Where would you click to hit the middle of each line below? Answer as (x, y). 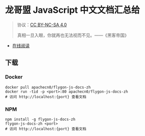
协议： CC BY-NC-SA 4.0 (42, 25)
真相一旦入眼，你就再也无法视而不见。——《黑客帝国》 (73, 35)
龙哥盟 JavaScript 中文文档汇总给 (73, 10)
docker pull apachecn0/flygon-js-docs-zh (48, 87)
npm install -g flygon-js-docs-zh (40, 119)
